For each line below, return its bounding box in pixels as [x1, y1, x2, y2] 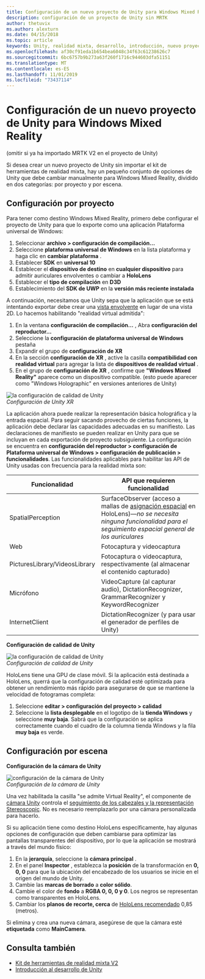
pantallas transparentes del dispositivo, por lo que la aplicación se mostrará [6, 837, 196, 844]
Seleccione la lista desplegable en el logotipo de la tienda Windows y [15, 709, 193, 716]
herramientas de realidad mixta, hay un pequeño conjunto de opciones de [6, 168, 192, 175]
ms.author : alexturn [6, 26, 59, 32]
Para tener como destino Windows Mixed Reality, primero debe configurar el [6, 214, 199, 222]
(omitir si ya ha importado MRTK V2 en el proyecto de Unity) [6, 150, 158, 157]
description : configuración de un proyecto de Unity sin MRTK [6, 15, 168, 21]
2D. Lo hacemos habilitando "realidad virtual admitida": [6, 309, 145, 317]
